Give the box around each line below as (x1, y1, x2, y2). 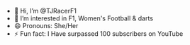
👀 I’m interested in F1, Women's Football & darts (13, 14, 154, 22)
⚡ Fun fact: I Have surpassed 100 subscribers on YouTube (13, 30, 184, 38)
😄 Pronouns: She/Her (13, 22, 79, 30)
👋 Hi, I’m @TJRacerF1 (13, 7, 77, 15)
